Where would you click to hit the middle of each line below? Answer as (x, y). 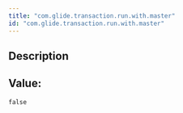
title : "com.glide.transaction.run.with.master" (92, 16)
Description (38, 56)
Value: (25, 84)
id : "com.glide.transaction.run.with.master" (86, 23)
